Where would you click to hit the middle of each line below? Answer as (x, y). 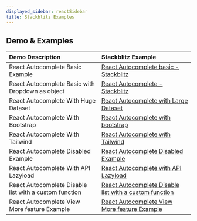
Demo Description (35, 57)
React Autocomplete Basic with (52, 84)
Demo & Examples (40, 41)
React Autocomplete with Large (145, 101)
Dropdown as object (37, 91)
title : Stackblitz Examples (40, 17)
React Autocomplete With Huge (52, 101)
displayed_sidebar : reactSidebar (47, 11)
